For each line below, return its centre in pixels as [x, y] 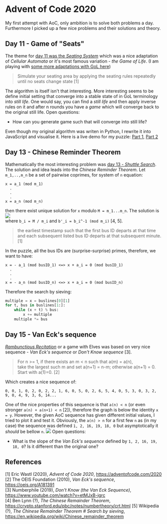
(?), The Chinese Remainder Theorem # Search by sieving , [65, 511]
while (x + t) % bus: [36, 310]
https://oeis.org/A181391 [30, 484]
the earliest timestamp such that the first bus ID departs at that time [86, 230]
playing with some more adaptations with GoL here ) [58, 66]
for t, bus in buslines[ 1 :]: [35, 305]
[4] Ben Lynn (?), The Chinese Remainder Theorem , [58, 500]
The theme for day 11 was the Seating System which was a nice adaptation [82, 56]
